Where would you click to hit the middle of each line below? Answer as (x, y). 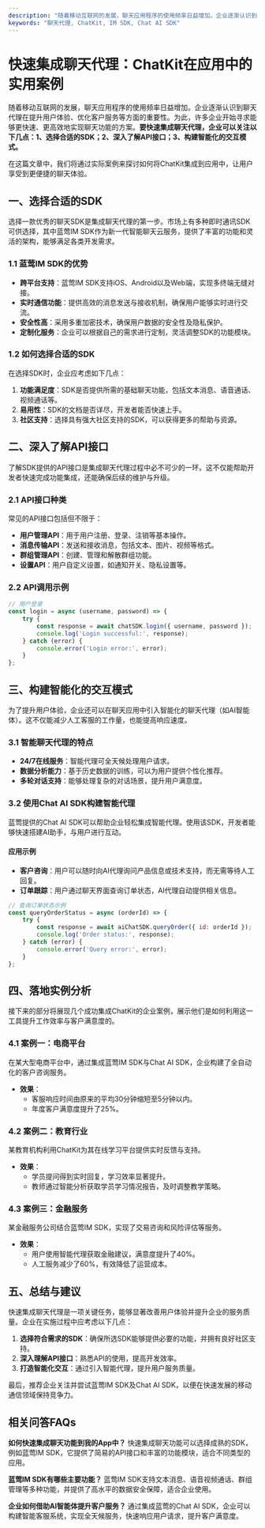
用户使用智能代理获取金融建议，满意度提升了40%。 (115, 1254)
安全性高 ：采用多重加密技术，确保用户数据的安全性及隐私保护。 (123, 322)
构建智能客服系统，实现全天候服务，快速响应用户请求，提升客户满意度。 (125, 1515)
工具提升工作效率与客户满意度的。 (63, 1021)
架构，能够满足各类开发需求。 (70, 241)
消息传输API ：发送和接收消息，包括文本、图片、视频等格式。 (119, 545)
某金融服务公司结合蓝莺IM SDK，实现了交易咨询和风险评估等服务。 (117, 1228)
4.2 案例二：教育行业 (48, 1131)
